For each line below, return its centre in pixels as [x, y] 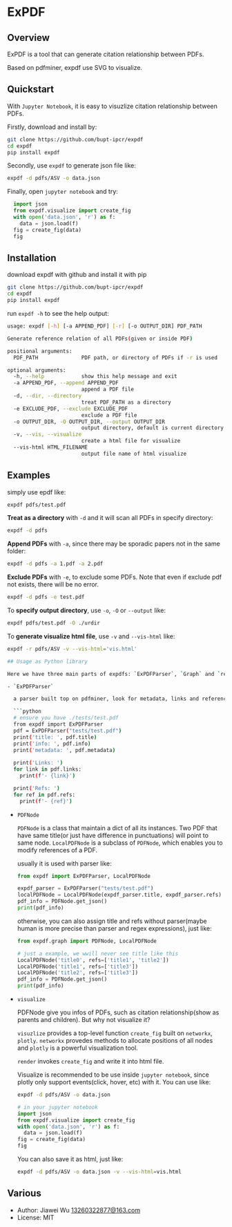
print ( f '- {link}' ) [48, 776]
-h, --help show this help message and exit [95, 377]
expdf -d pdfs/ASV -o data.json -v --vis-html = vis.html [99, 1172]
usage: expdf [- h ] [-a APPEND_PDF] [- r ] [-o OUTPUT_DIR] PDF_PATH [105, 326]
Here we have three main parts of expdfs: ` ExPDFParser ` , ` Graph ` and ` [114, 674]
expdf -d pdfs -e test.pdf [46, 597]
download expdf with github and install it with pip [77, 275]
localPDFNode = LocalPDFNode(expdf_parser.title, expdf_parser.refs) [119, 895]
